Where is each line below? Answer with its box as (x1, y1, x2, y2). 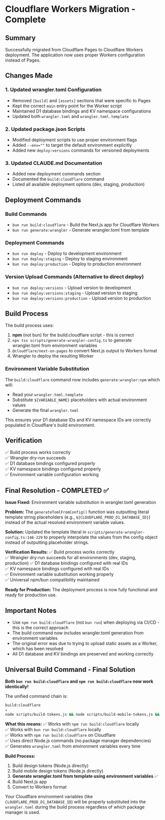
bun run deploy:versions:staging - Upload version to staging (12, 290, 138, 296)
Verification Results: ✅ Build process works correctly (5, 549, 115, 555)
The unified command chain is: (5, 693, 68, 699)
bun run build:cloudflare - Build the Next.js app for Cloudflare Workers (12, 221, 160, 228)
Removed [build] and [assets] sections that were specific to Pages (12, 97, 151, 103)
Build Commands (5, 210, 47, 217)
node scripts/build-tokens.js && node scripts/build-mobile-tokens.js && (5, 712, 160, 717)
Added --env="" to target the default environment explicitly (12, 142, 132, 148)
